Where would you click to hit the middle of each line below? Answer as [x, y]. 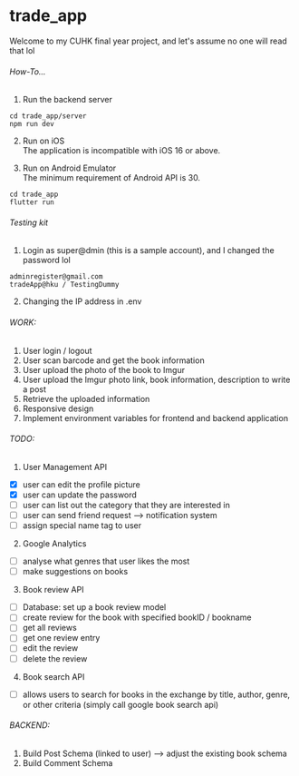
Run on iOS [43, 141]
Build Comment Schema [68, 762]
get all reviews [49, 628]
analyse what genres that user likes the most [106, 561]
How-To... [28, 71]
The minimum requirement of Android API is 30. [111, 178]
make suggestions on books [75, 572]
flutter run [32, 202]
